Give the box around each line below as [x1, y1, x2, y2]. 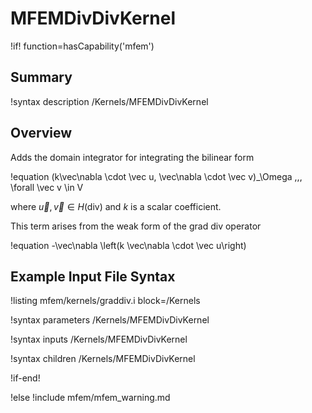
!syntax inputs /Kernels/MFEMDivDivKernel [10, 333, 188, 346]
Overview [10, 125, 73, 142]
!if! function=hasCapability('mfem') [10, 40, 155, 52]
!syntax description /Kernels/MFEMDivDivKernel [10, 95, 209, 107]
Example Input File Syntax [10, 268, 176, 285]
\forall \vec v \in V [10, 181, 84, 193]
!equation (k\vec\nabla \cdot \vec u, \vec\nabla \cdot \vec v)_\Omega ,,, [10, 170, 303, 182]
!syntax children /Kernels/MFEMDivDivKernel [10, 353, 196, 365]
